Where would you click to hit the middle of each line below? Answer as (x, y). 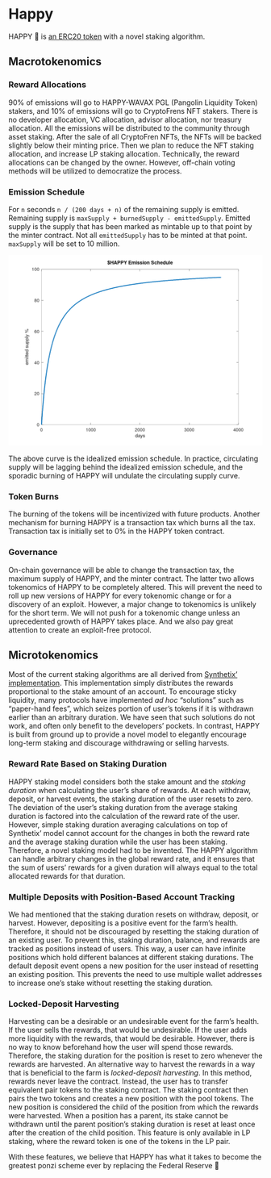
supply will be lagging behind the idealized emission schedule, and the (126, 467)
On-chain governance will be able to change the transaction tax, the (121, 570)
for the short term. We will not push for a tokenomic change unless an (124, 612)
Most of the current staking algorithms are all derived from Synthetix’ (123, 675)
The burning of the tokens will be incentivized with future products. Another (134, 514)
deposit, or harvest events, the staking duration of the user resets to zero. (131, 799)
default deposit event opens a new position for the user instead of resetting (134, 966)
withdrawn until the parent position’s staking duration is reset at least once (132, 1124)
